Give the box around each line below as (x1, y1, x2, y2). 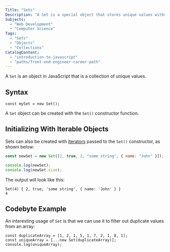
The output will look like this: (5, 176, 65, 183)
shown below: (5, 143, 34, 150)
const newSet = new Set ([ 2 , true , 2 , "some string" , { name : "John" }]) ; (5, 153, 164, 159)
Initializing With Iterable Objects (5, 125, 109, 133)
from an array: (5, 224, 35, 230)
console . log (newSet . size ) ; (5, 167, 62, 172)
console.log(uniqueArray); (5, 242, 62, 247)
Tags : (5, 31, 17, 36)
